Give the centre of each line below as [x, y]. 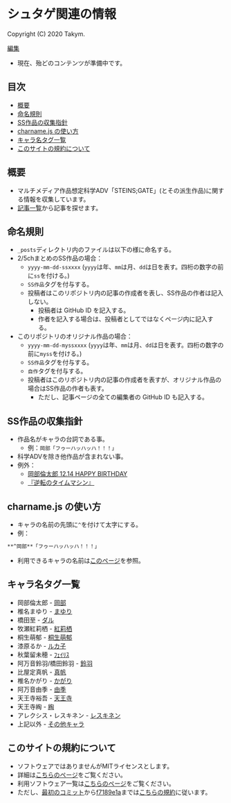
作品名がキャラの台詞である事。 [63, 439]
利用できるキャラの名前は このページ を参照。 [81, 560]
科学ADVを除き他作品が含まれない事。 [72, 457]
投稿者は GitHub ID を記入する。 [84, 310]
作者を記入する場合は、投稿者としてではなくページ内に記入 [122, 319]
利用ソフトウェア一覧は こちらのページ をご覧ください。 [96, 783]
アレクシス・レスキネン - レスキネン [69, 715]
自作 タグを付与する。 [57, 371]
